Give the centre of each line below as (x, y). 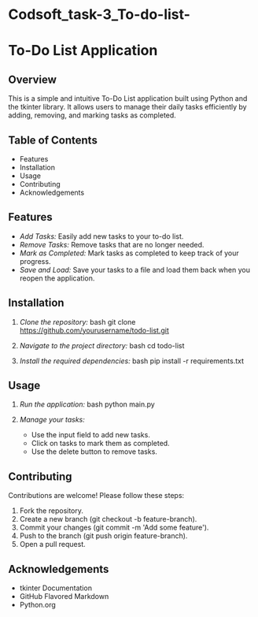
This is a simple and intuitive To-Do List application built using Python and (128, 98)
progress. (35, 261)
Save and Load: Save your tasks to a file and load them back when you (135, 269)
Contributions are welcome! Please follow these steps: (96, 496)
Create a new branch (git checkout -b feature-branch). (108, 519)
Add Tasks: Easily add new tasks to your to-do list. (101, 236)
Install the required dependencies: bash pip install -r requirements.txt (131, 361)
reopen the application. (57, 278)
